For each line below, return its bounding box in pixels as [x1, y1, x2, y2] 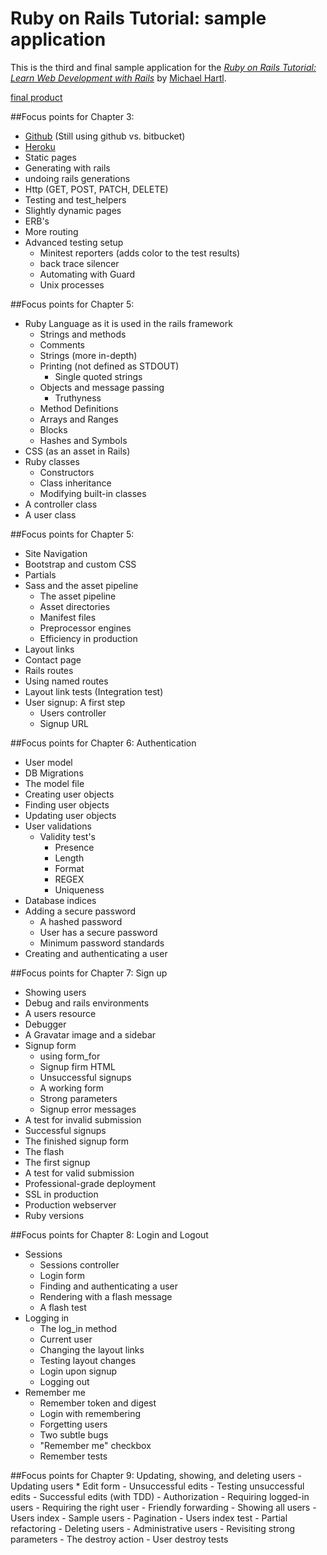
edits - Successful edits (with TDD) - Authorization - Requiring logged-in [10, 1490, 310, 1502]
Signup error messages [39, 1103, 137, 1115]
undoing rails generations [24, 172, 131, 184]
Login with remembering [39, 1407, 142, 1419]
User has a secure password [39, 926, 158, 938]
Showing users [24, 986, 87, 998]
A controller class [24, 498, 98, 510]
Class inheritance [39, 477, 112, 489]
